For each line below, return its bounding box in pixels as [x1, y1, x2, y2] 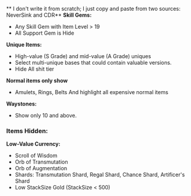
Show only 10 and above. [14, 112, 77, 119]
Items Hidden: [6, 126, 48, 135]
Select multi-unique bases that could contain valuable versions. [14, 59, 172, 66]
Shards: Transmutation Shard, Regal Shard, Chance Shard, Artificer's [14, 171, 185, 179]
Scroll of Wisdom [14, 152, 58, 159]
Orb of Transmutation [14, 158, 68, 165]
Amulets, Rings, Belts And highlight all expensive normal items [14, 89, 169, 95]
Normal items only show [6, 77, 68, 84]
